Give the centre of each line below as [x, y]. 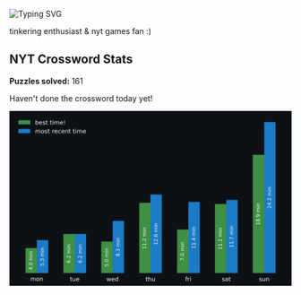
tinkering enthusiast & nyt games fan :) [81, 31]
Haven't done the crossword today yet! [81, 98]
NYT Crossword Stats [71, 60]
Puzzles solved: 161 [46, 81]
